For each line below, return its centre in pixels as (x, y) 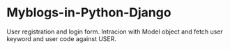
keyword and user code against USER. (61, 38)
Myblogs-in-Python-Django (89, 13)
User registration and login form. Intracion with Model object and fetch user (115, 32)
